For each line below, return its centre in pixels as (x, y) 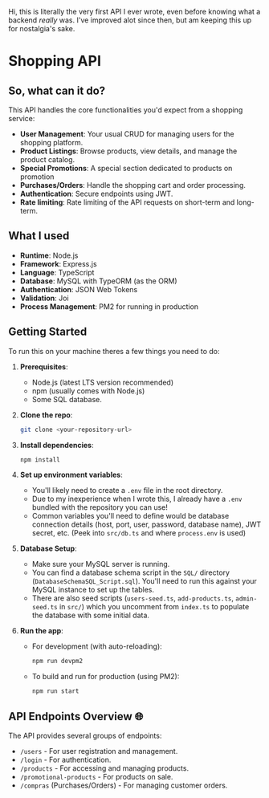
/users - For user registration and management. (99, 751)
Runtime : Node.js (49, 255)
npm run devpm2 (57, 662)
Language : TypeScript (57, 272)
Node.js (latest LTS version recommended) (103, 382)
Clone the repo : (46, 415)
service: (22, 118)
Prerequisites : (44, 366)
